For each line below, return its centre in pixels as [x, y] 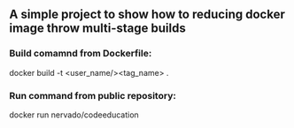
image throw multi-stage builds [97, 29]
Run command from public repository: [93, 95]
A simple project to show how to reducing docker [147, 15]
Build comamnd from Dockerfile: [81, 54]
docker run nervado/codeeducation [74, 115]
